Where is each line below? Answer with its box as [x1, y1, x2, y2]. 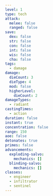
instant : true [5, 120, 34, 125]
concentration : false [5, 125, 49, 129]
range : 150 [5, 129, 27, 134]
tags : [5, 61, 16, 66]
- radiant [9, 102, 29, 107]
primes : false [5, 143, 34, 148]
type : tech [5, 12, 27, 17]
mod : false [9, 84, 31, 89]
